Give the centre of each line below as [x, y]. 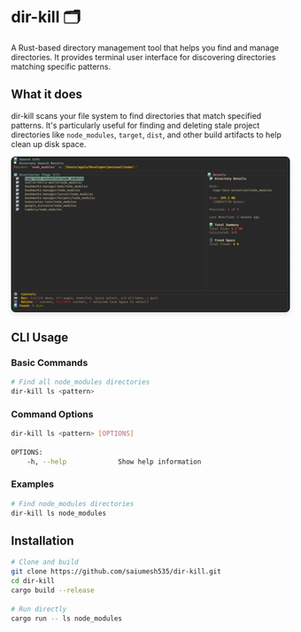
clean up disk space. [49, 144]
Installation [42, 540]
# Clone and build [45, 562]
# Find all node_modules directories [81, 382]
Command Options [52, 414]
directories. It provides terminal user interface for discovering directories [143, 57]
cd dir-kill [33, 581]
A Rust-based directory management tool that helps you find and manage [145, 47]
